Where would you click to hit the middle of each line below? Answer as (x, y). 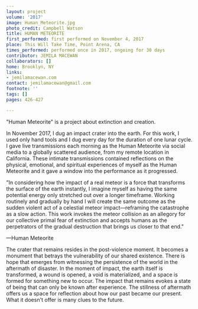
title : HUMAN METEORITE (35, 34)
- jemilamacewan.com (32, 78)
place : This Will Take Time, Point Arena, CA (63, 45)
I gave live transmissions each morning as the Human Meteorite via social (96, 146)
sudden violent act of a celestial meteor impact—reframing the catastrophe (98, 207)
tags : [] (17, 94)
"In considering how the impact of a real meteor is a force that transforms (95, 182)
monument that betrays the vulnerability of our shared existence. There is (95, 256)
